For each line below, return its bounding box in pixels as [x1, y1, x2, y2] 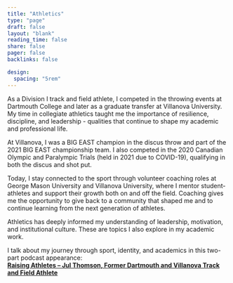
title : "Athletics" [7, 10, 65, 18]
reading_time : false [7, 37, 68, 44]
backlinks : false [7, 56, 58, 63]
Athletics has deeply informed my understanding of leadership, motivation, [7, 217, 223, 225]
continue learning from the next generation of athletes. [7, 204, 166, 212]
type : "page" [7, 17, 46, 24]
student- [201, 181, 226, 190]
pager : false [7, 50, 46, 57]
